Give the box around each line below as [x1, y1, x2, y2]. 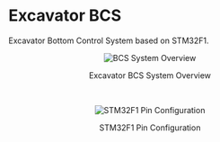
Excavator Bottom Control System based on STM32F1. [8, 35, 209, 46]
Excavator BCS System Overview [88, 69, 212, 81]
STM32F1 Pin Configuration [99, 122, 201, 133]
